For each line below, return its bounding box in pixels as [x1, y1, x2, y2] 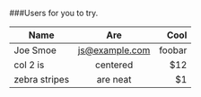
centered [95, 58, 134, 71]
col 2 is [13, 58, 45, 71]
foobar [158, 44, 188, 57]
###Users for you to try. [9, 8, 99, 18]
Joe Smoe [13, 44, 57, 57]
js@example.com [77, 44, 151, 57]
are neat [96, 74, 132, 85]
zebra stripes [13, 74, 70, 85]
